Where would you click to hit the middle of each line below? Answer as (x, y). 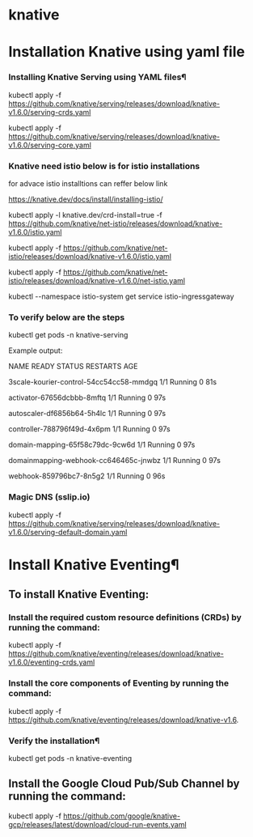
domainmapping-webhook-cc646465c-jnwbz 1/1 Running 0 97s (114, 461)
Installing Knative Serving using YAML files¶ (97, 77)
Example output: (36, 351)
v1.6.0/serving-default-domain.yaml (68, 532)
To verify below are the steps (67, 317)
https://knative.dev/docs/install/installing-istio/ (86, 199)
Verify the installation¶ (54, 741)
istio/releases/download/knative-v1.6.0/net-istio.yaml (97, 280)
